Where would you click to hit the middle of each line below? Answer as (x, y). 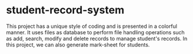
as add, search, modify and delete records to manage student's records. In (97, 38)
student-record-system (65, 10)
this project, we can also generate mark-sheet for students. (78, 45)
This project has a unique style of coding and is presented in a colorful (92, 26)
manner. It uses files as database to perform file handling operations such (96, 32)
